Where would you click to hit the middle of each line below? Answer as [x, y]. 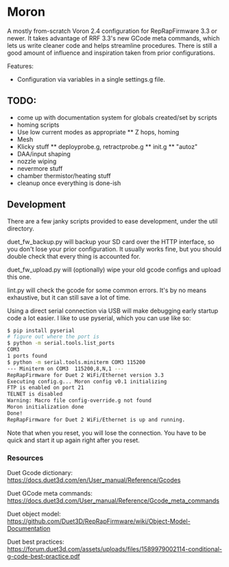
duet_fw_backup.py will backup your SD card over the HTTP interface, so [111, 241]
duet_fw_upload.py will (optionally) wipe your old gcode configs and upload [114, 269]
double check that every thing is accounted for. [74, 256]
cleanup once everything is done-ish [69, 183]
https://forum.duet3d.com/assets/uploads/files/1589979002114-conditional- [115, 548]
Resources [25, 458]
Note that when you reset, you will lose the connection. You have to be [107, 433]
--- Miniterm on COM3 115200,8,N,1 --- [66, 369]
